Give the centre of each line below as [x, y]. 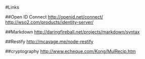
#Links [12, 7]
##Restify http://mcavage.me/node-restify [49, 41]
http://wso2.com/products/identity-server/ [49, 22]
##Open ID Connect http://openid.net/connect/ [54, 17]
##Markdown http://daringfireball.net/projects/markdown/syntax [72, 32]
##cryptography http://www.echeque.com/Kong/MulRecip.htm [71, 51]
